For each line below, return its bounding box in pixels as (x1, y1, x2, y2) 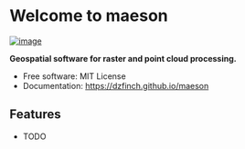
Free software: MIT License (22, 70, 126, 82)
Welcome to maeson (9, 5, 168, 26)
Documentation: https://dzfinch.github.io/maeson (22, 80, 209, 91)
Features (9, 106, 61, 123)
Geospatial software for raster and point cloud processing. (9, 53, 237, 64)
